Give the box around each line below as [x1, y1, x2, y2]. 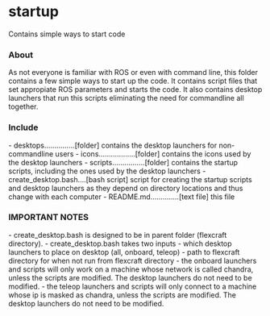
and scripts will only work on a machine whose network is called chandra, [8, 264, 254, 274]
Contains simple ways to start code [8, 29, 126, 39]
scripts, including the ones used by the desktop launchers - [8, 166, 206, 176]
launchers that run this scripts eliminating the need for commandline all [8, 94, 244, 103]
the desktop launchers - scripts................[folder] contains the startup [8, 157, 239, 167]
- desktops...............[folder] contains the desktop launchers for [8, 140, 218, 150]
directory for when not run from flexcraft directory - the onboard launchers [8, 256, 257, 265]
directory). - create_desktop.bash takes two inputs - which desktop [8, 239, 232, 248]
